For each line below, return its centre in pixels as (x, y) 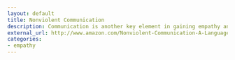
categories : (24, 39)
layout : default (31, 13)
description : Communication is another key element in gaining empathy (114, 26)
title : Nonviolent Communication (56, 20)
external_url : (28, 33)
